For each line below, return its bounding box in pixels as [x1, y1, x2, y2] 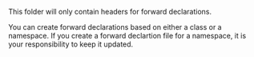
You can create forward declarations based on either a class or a [8, 22, 222, 31]
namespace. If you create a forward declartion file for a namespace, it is [8, 31, 247, 40]
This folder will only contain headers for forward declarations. [8, 7, 212, 16]
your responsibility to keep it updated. [8, 39, 134, 49]
